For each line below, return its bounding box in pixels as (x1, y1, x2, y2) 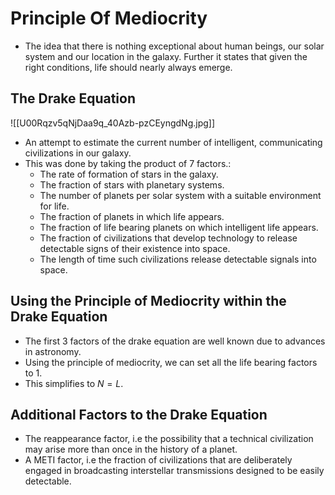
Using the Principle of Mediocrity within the (10, 293, 287, 310)
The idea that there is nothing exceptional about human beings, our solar (24, 40, 325, 52)
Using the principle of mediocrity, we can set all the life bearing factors (24, 356, 318, 368)
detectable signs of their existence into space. (39, 242, 231, 254)
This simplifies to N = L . (24, 377, 124, 389)
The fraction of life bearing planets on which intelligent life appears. (39, 221, 319, 233)
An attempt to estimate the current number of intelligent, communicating (24, 136, 323, 148)
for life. (39, 200, 70, 212)
